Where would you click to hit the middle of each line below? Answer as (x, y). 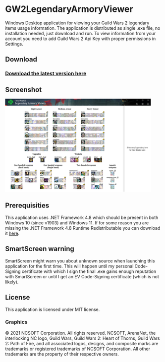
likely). (12, 282)
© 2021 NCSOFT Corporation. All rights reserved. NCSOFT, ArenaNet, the (81, 333)
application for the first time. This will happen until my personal (69, 266)
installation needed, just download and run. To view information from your (81, 33)
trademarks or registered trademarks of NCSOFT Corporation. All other (78, 349)
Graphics (16, 322)
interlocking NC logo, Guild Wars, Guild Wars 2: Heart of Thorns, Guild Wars (82, 338)
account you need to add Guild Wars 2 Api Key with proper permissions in (81, 39)
